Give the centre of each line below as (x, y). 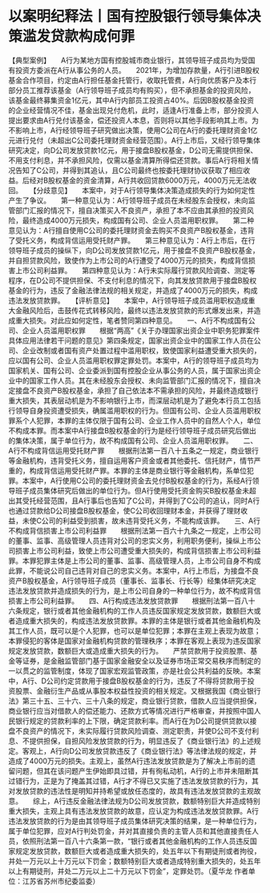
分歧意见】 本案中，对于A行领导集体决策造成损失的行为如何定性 (145, 190)
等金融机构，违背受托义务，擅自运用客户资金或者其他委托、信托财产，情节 (131, 461)
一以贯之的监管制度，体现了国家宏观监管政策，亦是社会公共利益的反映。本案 (135, 670)
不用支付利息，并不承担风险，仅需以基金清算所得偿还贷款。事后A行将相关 (130, 160)
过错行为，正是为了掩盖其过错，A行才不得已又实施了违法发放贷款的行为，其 (133, 781)
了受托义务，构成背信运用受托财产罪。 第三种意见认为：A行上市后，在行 (132, 240)
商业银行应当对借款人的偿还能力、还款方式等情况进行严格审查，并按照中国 (131, 710)
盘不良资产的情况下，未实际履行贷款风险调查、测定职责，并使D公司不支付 (130, 730)
